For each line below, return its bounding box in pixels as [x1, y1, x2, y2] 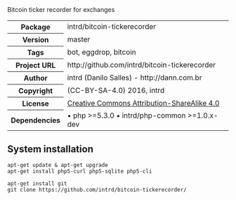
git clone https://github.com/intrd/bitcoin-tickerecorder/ [7, 187, 188, 194]
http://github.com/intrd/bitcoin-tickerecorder [67, 60, 216, 70]
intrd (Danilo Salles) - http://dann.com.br [67, 73, 202, 82]
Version [22, 35, 49, 44]
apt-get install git [7, 180, 68, 187]
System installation [7, 143, 93, 155]
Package [20, 23, 51, 32]
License [22, 99, 49, 108]
